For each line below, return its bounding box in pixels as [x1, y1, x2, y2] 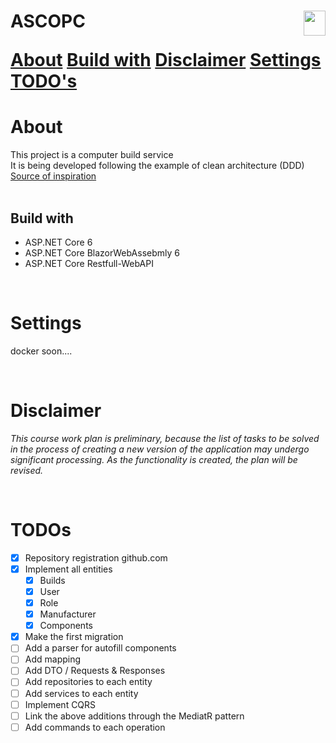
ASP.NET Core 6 [24, 236, 93, 248]
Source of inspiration [10, 170, 97, 182]
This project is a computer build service [10, 149, 174, 161]
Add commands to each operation [24, 721, 166, 733]
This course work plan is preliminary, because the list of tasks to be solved [10, 432, 320, 444]
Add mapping [24, 653, 82, 665]
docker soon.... [10, 345, 73, 357]
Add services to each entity [24, 687, 139, 699]
